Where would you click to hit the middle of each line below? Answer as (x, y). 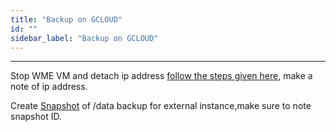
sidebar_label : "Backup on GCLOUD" (84, 38)
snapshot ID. (36, 117)
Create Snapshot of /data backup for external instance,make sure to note (161, 106)
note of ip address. (49, 87)
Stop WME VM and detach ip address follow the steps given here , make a (161, 76)
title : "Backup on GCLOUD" (66, 19)
